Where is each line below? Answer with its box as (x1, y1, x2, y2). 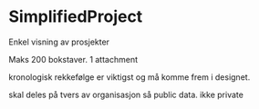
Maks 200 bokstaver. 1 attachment (8, 54, 139, 64)
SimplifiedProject (8, 6, 143, 27)
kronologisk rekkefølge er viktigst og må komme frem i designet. (8, 71, 251, 83)
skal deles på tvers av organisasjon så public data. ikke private (8, 89, 243, 100)
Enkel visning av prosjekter (8, 36, 110, 47)
